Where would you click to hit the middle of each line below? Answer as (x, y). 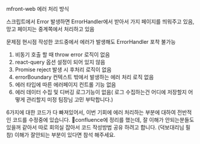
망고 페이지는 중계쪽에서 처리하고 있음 (50, 29)
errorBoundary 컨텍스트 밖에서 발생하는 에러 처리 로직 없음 (84, 77)
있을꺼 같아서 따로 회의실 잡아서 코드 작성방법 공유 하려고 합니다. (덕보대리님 (95, 127)
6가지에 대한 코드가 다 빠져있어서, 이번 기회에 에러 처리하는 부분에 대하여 (91, 112)
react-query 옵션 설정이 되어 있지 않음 (60, 62)
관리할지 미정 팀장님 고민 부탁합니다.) (70, 100)
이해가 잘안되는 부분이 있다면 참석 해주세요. (65, 135)
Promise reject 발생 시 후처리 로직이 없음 (63, 70)
